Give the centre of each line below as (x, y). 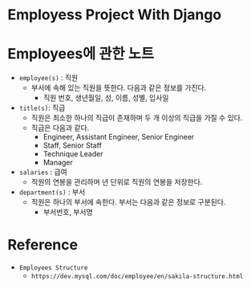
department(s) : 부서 (52, 192)
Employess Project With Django (115, 15)
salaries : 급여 (43, 172)
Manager (58, 163)
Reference (43, 245)
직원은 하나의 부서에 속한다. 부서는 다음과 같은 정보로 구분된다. (128, 202)
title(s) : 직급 (42, 108)
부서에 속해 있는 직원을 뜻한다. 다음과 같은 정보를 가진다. (119, 88)
